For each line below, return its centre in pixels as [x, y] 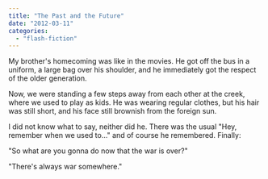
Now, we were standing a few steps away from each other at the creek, [127, 94]
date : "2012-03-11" [41, 23]
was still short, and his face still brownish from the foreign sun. [113, 111]
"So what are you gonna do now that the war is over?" [98, 151]
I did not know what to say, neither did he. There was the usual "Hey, [123, 127]
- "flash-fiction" [47, 38]
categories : [28, 31]
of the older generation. [48, 78]
